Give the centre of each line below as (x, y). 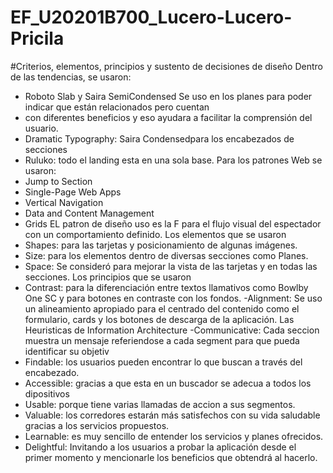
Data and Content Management (89, 213)
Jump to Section (58, 181)
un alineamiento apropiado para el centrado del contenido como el (162, 308)
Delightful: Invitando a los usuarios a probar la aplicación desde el (160, 447)
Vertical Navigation (64, 202)
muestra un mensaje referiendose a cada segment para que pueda (162, 340)
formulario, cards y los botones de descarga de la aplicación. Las (159, 319)
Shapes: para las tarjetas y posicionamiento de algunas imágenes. (161, 245)
